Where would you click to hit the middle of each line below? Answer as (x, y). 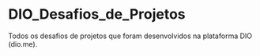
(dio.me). (23, 44)
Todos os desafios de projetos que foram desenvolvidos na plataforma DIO (130, 36)
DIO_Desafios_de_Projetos (97, 14)
